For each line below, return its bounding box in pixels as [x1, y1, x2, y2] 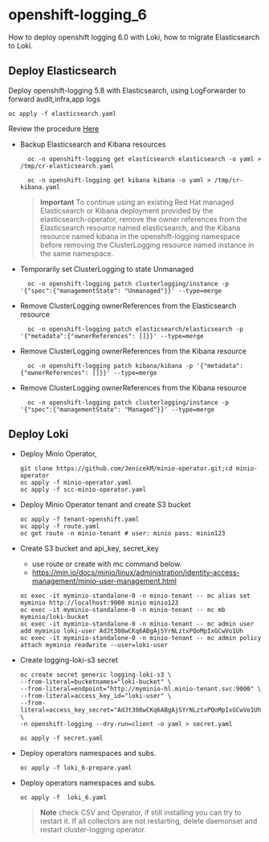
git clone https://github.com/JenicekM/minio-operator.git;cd [19, 464, 233, 473]
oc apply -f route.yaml [19, 522, 100, 530]
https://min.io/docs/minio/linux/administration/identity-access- [31, 568, 240, 577]
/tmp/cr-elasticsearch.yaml [19, 162, 114, 170]
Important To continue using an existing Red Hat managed [39, 197, 234, 207]
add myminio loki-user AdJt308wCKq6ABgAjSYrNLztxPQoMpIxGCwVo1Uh [19, 626, 243, 635]
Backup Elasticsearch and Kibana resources [19, 139, 166, 149]
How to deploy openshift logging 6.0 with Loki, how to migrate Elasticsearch [8, 32, 260, 42]
